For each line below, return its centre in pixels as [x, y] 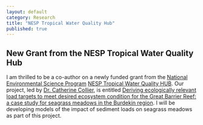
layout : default [27, 12]
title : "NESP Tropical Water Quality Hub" [61, 23]
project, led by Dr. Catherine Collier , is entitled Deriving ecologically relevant [101, 90]
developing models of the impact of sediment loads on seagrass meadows [99, 109]
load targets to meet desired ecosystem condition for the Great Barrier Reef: [101, 97]
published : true [27, 29]
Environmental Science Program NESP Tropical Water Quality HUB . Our [95, 84]
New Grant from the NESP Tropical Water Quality [100, 53]
